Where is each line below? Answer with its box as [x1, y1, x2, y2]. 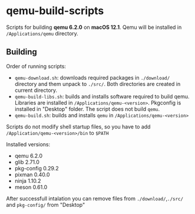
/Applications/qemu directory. [6, 29, 78, 37]
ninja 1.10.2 [14, 177, 41, 184]
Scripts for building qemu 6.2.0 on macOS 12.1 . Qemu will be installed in [6, 24, 182, 31]
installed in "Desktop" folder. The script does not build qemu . [14, 105, 160, 113]
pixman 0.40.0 [14, 171, 50, 178]
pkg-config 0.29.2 [14, 164, 59, 172]
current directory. [14, 87, 58, 94]
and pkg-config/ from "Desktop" [6, 201, 85, 208]
